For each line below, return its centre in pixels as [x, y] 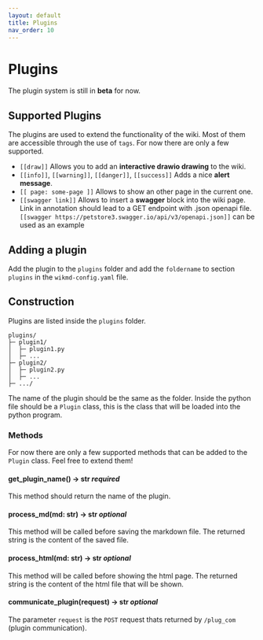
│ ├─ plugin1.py [37, 349]
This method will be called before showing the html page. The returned [123, 575]
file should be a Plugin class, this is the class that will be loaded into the [124, 406]
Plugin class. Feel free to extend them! [71, 461]
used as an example [52, 225]
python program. [35, 415]
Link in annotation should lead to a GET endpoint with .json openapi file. [135, 209]
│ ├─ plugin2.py [37, 370]
